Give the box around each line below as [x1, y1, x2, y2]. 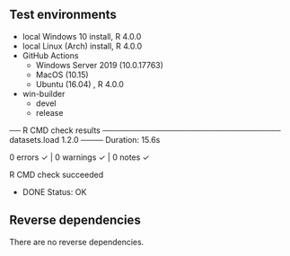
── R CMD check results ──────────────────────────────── [9, 125, 281, 136]
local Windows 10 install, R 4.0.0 [22, 31, 142, 41]
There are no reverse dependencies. [9, 236, 145, 247]
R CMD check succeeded [9, 169, 104, 180]
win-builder [22, 88, 66, 99]
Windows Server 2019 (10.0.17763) [35, 59, 164, 70]
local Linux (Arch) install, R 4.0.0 [22, 40, 142, 51]
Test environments [9, 7, 117, 22]
